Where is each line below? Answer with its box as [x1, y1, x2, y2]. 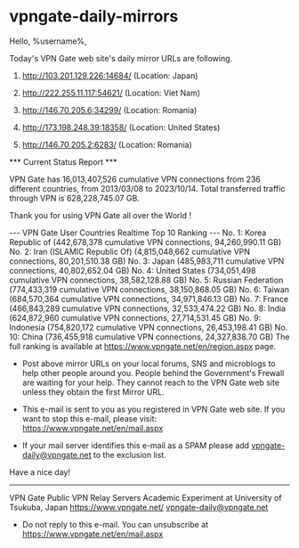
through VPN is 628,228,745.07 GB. [9, 192, 140, 203]
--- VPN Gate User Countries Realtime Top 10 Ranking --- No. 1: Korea [9, 227, 267, 238]
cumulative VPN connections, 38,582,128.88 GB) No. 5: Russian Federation [9, 274, 284, 285]
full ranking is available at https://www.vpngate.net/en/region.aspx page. [9, 340, 277, 351]
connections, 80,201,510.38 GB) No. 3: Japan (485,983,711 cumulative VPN [9, 256, 285, 266]
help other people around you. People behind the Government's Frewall [21, 367, 285, 378]
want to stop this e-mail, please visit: [21, 413, 158, 424]
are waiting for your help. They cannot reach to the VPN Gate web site [21, 377, 280, 388]
